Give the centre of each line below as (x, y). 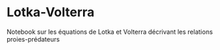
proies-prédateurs (33, 39)
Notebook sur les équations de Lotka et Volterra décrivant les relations (110, 32)
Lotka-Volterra (51, 12)
